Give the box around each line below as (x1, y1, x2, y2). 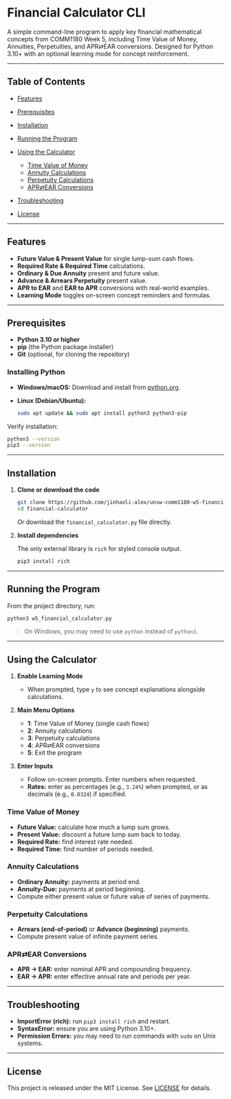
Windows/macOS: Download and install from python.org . (16, 383, 181, 391)
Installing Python (7, 367, 65, 377)
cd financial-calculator (16, 505, 89, 512)
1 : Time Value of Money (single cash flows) (27, 720, 150, 728)
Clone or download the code (16, 485, 100, 494)
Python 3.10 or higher (16, 335, 80, 344)
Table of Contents (7, 76, 86, 87)
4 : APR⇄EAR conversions (27, 742, 100, 750)
